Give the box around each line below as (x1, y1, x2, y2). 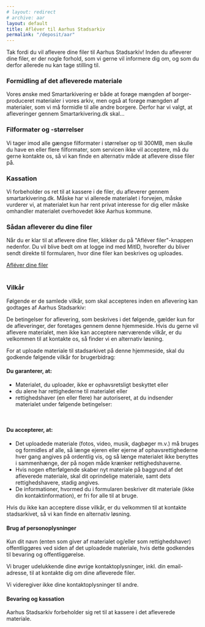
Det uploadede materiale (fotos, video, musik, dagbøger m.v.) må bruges (15, 440, 199, 447)
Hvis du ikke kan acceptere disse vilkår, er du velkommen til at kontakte (6, 504, 187, 511)
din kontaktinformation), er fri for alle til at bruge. (15, 492, 138, 499)
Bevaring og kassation (6, 595, 65, 603)
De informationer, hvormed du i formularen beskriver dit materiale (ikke (15, 486, 195, 493)
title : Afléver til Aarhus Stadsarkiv (6, 26, 105, 32)
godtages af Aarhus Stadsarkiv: (6, 303, 86, 311)
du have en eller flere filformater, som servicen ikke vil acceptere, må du (6, 146, 188, 153)
